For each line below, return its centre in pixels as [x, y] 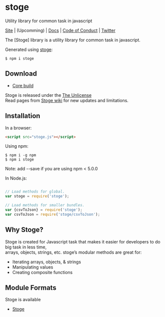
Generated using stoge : [29, 49]
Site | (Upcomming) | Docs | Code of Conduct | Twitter [60, 30]
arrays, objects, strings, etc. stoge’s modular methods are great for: [73, 252]
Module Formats [31, 288]
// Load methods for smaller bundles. [45, 205]
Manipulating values [33, 267]
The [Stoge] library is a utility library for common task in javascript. [73, 40]
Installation [23, 116]
